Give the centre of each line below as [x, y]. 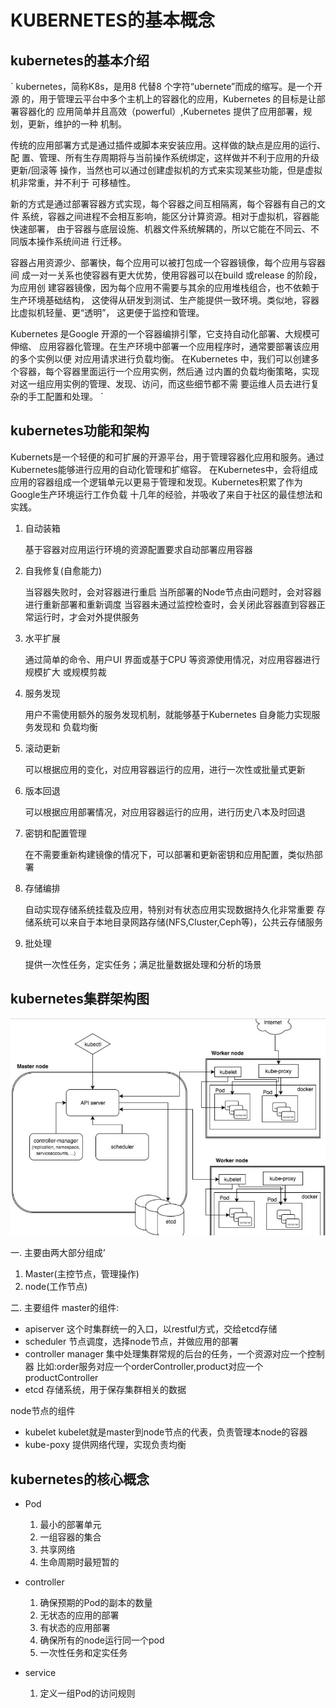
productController [61, 1378]
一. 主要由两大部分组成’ [58, 1253]
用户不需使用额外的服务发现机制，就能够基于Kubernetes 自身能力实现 [168, 714]
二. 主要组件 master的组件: [65, 1308]
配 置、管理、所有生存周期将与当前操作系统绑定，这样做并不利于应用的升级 [165, 157]
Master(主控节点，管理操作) [82, 1274]
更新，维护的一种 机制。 [77, 124]
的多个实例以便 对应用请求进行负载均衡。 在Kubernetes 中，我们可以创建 [160, 359]
